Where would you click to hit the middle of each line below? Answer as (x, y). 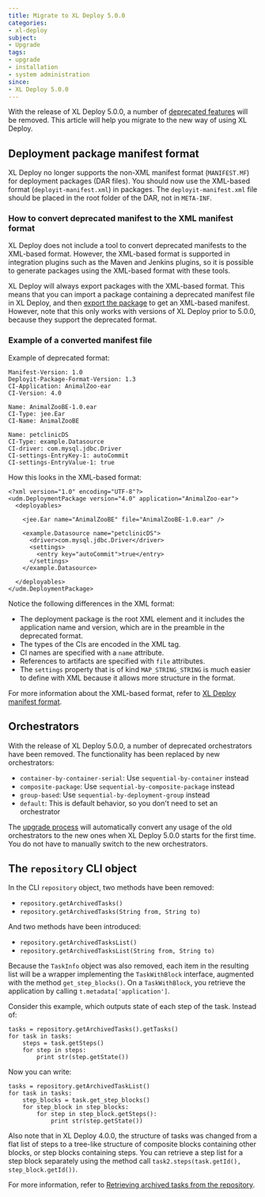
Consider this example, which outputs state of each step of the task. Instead (132, 1007)
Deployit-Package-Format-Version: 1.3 (72, 379)
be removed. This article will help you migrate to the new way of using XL (128, 120)
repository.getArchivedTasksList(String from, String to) (117, 951)
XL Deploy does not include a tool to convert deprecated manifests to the (127, 246)
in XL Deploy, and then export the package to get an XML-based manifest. (129, 303)
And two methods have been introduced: (75, 927)
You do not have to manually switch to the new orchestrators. (108, 843)
